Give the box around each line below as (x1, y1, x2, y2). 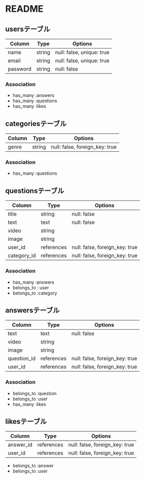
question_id (8, 355, 36, 362)
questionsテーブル (5, 186, 65, 195)
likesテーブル (5, 417, 47, 426)
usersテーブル (5, 25, 50, 33)
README (5, 3, 44, 15)
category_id (8, 252, 36, 259)
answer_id (8, 441, 33, 448)
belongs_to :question (12, 390, 57, 396)
